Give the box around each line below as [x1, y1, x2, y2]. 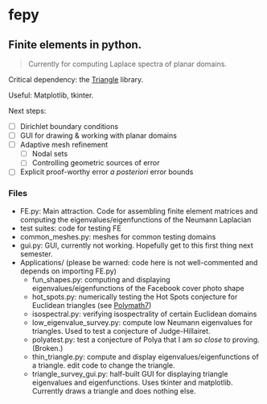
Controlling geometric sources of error [31, 158, 160, 168]
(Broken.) [31, 343, 64, 352]
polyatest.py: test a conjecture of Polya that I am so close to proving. [31, 335, 260, 344]
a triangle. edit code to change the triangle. [31, 360, 175, 370]
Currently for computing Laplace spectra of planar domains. [27, 59, 228, 69]
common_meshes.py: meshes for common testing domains [19, 231, 216, 241]
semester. [19, 248, 54, 259]
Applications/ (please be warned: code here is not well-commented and [19, 257, 258, 267]
